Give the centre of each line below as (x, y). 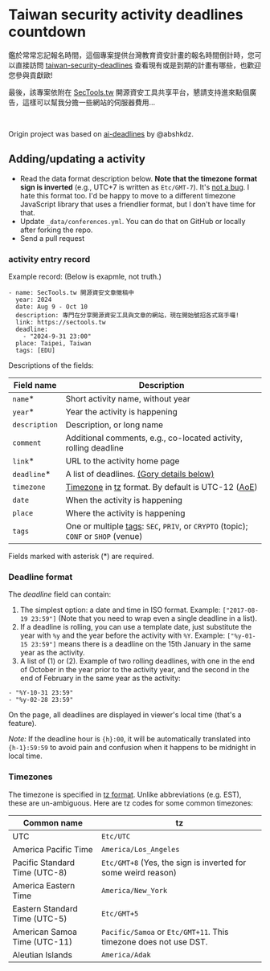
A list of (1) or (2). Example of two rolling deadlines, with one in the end (137, 661)
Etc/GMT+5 (120, 914)
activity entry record (49, 259)
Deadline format (41, 577)
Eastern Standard (45, 908)
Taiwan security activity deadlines (126, 15)
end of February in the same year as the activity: (100, 678)
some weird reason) (139, 872)
